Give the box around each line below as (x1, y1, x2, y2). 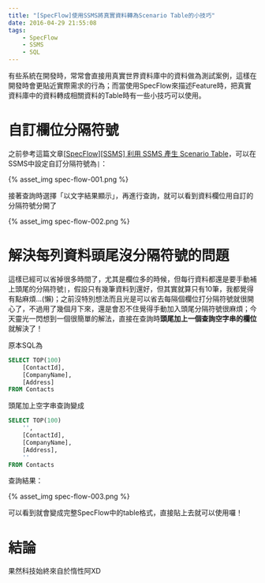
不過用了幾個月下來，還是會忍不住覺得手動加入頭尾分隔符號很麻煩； (28, 303, 250, 313)
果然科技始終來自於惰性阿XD (8, 566, 101, 576)
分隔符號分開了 (8, 201, 57, 210)
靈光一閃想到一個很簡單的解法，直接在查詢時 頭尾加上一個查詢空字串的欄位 (14, 314, 257, 323)
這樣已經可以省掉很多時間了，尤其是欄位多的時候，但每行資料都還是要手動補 (8, 274, 257, 284)
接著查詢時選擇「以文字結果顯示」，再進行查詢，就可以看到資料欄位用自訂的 (8, 190, 254, 200)
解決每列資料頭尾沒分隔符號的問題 (8, 246, 230, 265)
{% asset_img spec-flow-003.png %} (8, 491, 130, 502)
